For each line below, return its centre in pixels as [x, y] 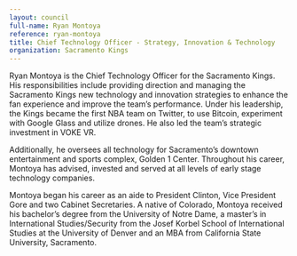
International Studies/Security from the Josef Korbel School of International [147, 224]
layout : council [39, 17]
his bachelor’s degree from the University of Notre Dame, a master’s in [138, 214]
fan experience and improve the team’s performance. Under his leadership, [146, 104]
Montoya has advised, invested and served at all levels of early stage [135, 169]
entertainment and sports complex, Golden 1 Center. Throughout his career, [147, 159]
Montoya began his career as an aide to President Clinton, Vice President [143, 196]
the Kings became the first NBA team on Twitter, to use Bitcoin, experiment [146, 114]
